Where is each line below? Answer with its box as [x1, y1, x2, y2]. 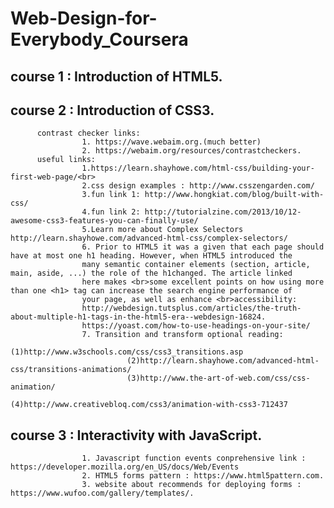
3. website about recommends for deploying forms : [81, 480, 302, 490]
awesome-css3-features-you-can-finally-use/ [10, 216, 199, 226]
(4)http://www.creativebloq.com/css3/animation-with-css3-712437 [10, 400, 288, 410]
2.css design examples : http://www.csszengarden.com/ [81, 181, 315, 191]
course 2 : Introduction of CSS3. [10, 102, 215, 119]
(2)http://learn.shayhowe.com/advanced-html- [126, 356, 320, 366]
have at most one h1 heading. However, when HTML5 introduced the [10, 251, 293, 261]
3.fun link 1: [81, 190, 141, 200]
